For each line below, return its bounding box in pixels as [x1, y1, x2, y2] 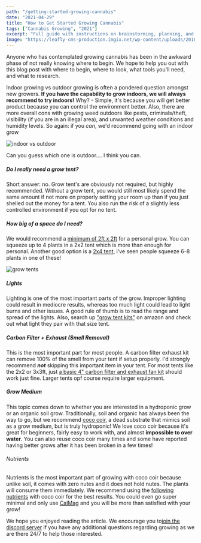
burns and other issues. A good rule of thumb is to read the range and [6, 307, 179, 314]
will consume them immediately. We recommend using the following [6, 487, 174, 494]
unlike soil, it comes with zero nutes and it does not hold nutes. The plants [6, 481, 189, 488]
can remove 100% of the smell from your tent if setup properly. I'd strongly [6, 355, 190, 362]
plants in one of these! [6, 254, 62, 261]
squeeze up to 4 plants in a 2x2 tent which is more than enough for [6, 241, 172, 248]
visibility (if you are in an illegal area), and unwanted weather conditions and [6, 116, 194, 123]
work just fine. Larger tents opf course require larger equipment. [6, 374, 165, 382]
